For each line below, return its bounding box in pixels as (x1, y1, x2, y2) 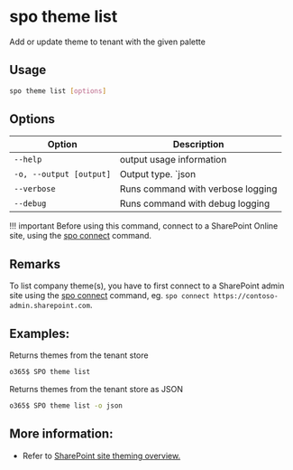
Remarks (9, 256, 61, 272)
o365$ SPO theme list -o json (9, 400, 124, 410)
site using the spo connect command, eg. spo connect (9, 290, 210, 301)
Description (172, 138, 224, 151)
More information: (9, 427, 114, 442)
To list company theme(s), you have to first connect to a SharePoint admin (9, 280, 285, 291)
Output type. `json (119, 168, 197, 181)
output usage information (119, 154, 227, 166)
